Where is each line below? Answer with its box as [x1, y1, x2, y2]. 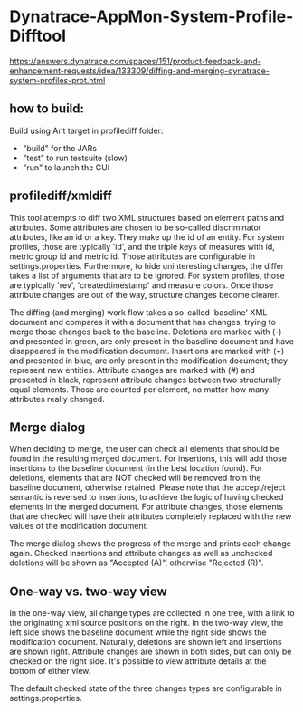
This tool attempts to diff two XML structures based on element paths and [9, 212, 285, 223]
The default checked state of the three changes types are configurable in [9, 683, 283, 694]
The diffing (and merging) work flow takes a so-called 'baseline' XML [9, 306, 268, 318]
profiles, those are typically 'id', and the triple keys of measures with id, [9, 241, 276, 252]
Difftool [9, 25, 66, 46]
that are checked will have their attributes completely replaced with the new [9, 511, 292, 522]
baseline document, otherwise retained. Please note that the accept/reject [9, 482, 286, 493]
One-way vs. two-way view [9, 583, 167, 599]
